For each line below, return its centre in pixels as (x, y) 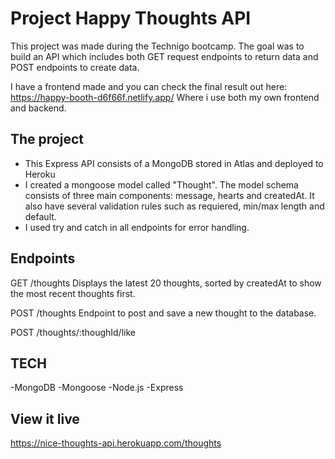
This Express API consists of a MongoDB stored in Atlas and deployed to (174, 163)
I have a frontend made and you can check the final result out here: (149, 86)
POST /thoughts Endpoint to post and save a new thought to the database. (163, 313)
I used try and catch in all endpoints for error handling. (137, 227)
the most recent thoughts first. (73, 293)
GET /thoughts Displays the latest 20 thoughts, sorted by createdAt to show (166, 283)
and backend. (38, 108)
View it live (45, 418)
